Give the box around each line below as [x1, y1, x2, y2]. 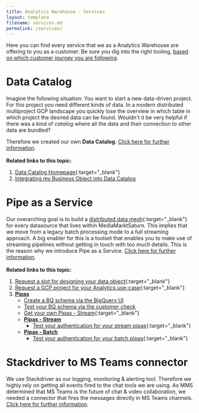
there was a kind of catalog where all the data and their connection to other [6, 120, 192, 128]
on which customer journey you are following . [6, 54, 119, 61]
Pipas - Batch [23, 328, 58, 336]
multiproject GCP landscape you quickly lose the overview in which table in [6, 108, 191, 115]
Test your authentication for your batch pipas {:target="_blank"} [32, 335, 188, 342]
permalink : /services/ [6, 25, 63, 32]
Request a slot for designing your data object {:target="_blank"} [14, 278, 170, 285]
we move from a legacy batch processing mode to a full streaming [6, 228, 169, 235]
